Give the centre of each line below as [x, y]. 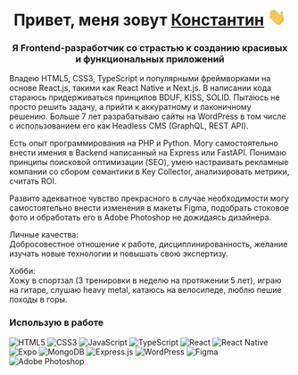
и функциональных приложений [150, 59]
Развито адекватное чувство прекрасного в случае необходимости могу [149, 198]
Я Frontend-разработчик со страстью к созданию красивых [150, 48]
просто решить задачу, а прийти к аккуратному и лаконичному [130, 107]
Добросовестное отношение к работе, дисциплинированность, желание [149, 245]
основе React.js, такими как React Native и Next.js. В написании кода [141, 88]
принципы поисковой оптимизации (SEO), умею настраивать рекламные [149, 162]
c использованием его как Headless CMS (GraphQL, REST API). [129, 126]
